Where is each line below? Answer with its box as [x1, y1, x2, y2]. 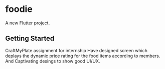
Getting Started [5, 34, 55, 43]
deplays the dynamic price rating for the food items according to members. [5, 53, 160, 59]
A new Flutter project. [5, 20, 50, 26]
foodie [5, 3, 33, 15]
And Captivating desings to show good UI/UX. [5, 58, 100, 64]
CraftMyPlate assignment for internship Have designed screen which [5, 47, 148, 53]
